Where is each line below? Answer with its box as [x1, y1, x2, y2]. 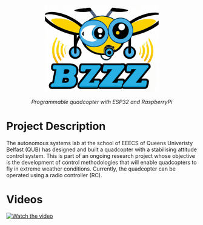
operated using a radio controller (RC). [6, 171, 102, 178]
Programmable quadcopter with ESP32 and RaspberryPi [31, 98, 173, 105]
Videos [6, 192, 43, 206]
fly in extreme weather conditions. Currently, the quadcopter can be [6, 165, 176, 172]
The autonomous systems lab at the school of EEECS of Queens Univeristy [6, 139, 193, 146]
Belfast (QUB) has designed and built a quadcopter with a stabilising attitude [6, 146, 197, 153]
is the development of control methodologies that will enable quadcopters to [6, 158, 197, 166]
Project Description [6, 119, 106, 133]
